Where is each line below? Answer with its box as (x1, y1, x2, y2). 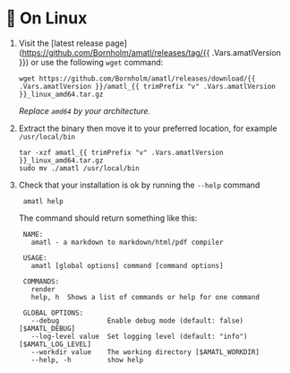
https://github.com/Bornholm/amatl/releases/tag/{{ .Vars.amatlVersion (21, 47, 281, 57)
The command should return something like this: (18, 213, 198, 223)
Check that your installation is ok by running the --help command (18, 179, 260, 190)
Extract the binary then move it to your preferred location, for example (18, 123, 277, 134)
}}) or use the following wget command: (18, 56, 164, 67)
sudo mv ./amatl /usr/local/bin (18, 163, 140, 173)
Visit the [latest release (18, 38, 104, 48)
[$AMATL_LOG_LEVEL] (18, 340, 92, 349)
